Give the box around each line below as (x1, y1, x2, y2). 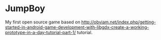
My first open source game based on (5, 19, 80, 25)
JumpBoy (5, 3, 45, 14)
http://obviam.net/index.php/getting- (81, 19, 156, 25)
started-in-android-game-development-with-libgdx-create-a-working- (5, 24, 149, 30)
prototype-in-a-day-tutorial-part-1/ (5, 29, 76, 35)
